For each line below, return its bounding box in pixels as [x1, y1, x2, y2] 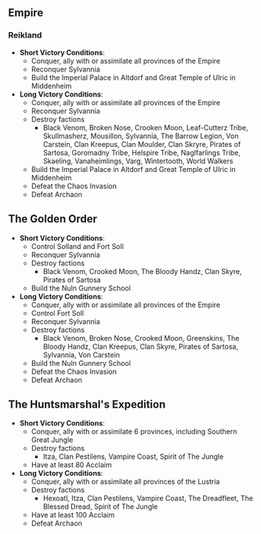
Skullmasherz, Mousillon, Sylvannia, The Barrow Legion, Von [42, 131, 239, 141]
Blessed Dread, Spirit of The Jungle [42, 502, 158, 511]
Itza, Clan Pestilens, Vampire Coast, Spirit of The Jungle [42, 452, 224, 462]
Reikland [8, 30, 42, 41]
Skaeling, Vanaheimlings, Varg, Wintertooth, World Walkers [42, 156, 234, 166]
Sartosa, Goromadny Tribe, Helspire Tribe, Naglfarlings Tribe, [42, 148, 241, 157]
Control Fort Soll [31, 308, 85, 317]
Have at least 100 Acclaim [31, 510, 115, 520]
